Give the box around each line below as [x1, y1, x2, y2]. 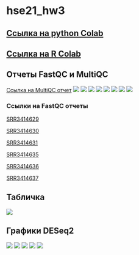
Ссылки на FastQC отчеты [6, 101, 88, 110]
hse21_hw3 [6, 4, 65, 18]
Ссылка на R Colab [6, 48, 81, 59]
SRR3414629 [6, 115, 40, 123]
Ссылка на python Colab [6, 28, 104, 38]
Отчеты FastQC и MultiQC [6, 70, 109, 80]
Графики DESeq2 [6, 226, 74, 236]
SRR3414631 [6, 139, 38, 146]
